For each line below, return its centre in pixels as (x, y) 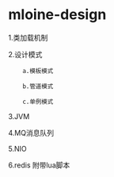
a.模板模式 (38, 71)
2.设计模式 (25, 54)
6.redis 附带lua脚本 (39, 165)
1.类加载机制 (28, 37)
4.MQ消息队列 (31, 133)
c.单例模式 (38, 102)
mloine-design (57, 15)
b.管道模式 (38, 86)
